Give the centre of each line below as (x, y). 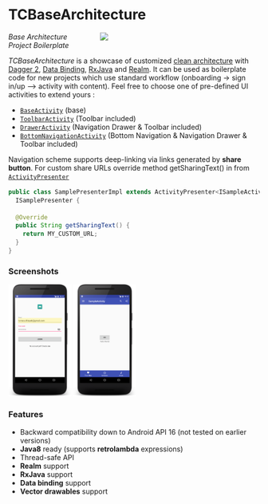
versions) (35, 440)
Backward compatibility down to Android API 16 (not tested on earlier (133, 431)
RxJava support (46, 474)
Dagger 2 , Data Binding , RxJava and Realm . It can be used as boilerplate (127, 69)
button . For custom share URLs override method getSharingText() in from (129, 167)
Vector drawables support (64, 491)
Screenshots (33, 271)
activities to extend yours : (52, 94)
